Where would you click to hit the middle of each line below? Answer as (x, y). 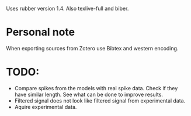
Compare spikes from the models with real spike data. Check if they (96, 88)
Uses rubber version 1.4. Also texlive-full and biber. (67, 8)
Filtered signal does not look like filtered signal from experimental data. (100, 100)
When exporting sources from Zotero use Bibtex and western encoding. (92, 48)
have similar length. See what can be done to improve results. (89, 94)
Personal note (41, 32)
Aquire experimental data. (46, 107)
